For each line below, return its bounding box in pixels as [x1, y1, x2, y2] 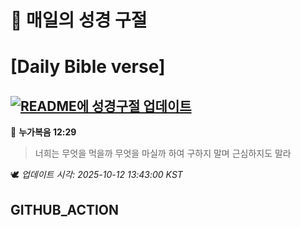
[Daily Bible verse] [10, 56, 166, 78]
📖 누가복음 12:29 [10, 126, 77, 138]
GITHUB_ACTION [10, 201, 120, 218]
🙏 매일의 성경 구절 [10, 9, 148, 32]
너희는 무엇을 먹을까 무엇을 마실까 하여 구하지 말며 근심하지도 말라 [34, 147, 292, 160]
